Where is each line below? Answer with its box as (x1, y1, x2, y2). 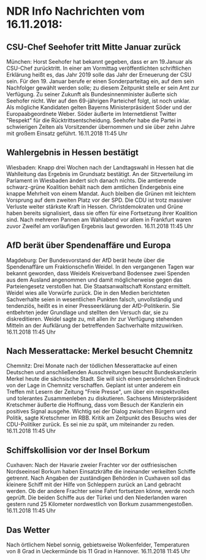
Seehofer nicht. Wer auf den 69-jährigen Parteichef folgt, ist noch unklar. (6, 97, 191, 104)
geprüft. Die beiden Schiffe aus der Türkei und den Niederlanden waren (6, 494, 187, 501)
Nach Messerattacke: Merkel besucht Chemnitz (6, 346, 193, 356)
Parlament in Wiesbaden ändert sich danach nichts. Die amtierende (6, 177, 177, 184)
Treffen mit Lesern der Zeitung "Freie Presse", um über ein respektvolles (6, 388, 189, 396)
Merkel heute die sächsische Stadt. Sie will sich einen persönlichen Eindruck (6, 375, 200, 383)
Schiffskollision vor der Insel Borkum (6, 445, 150, 455)
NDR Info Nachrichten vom (6, 4, 145, 18)
